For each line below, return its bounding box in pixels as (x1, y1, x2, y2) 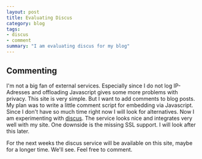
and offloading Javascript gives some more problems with (31, 88, 179, 95)
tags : (6, 26, 20, 32)
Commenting (6, 65, 58, 76)
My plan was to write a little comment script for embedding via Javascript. (6, 102, 193, 109)
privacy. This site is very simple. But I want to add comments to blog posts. (6, 95, 195, 102)
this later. (6, 127, 29, 135)
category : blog (6, 20, 45, 26)
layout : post (6, 9, 40, 15)
